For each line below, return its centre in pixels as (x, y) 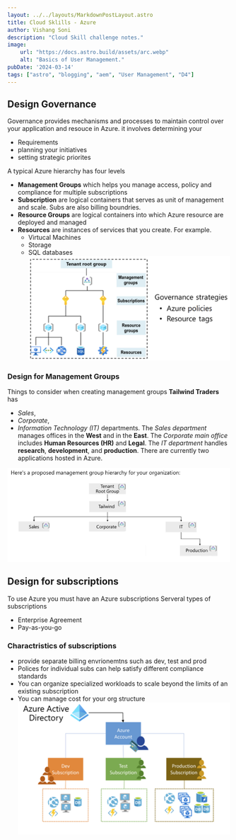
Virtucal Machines (54, 238)
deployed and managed (52, 222)
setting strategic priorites (54, 157)
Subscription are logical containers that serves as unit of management (120, 200)
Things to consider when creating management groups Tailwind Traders (113, 392)
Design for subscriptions (63, 581)
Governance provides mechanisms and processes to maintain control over (116, 121)
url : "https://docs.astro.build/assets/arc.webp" (95, 52)
